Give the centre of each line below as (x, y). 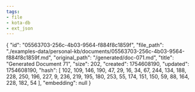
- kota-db (18, 23)
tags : (13, 12)
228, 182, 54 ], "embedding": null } (49, 83)
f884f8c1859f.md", (29, 58)
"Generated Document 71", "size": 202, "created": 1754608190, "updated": (98, 64)
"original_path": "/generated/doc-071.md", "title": (114, 58)
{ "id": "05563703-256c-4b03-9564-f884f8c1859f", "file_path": (85, 45)
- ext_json (20, 28)
